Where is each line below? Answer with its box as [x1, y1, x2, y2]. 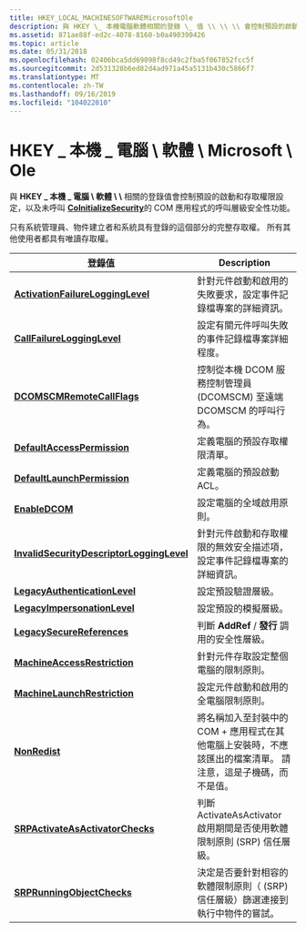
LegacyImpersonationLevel [14, 602, 135, 614]
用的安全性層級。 [197, 633, 270, 646]
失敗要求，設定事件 [197, 289, 280, 301]
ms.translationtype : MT [9, 73, 100, 82]
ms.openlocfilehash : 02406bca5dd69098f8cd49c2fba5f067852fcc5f [9, 56, 255, 65]
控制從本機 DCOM [197, 363, 274, 376]
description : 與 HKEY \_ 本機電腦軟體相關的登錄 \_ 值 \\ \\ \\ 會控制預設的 [9, 22, 285, 31]
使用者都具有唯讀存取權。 [16, 233, 114, 244]
